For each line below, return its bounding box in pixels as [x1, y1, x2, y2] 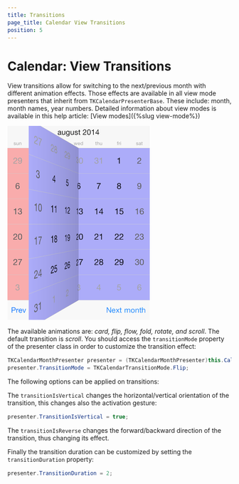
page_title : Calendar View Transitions [7, 19, 126, 26]
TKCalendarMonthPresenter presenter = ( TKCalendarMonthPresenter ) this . [7, 357, 224, 364]
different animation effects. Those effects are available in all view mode [7, 89, 217, 98]
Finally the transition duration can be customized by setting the [7, 447, 192, 456]
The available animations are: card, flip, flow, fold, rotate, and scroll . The [7, 327, 220, 336]
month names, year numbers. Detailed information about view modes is [7, 104, 217, 113]
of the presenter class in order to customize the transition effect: [7, 342, 197, 351]
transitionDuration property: [7, 455, 94, 463]
